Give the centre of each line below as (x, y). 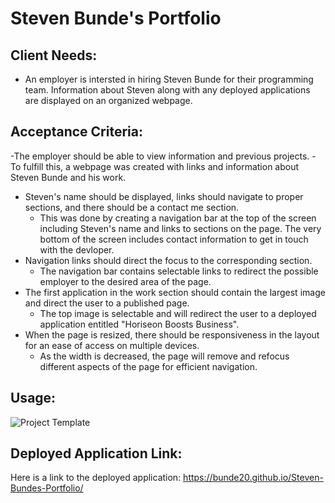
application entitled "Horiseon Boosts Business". (139, 324)
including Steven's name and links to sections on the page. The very (180, 228)
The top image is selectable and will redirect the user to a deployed (178, 313)
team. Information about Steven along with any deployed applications (167, 90)
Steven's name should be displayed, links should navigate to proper (164, 196)
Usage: (33, 398)
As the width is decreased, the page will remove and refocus (164, 356)
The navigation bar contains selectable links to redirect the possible (179, 271)
